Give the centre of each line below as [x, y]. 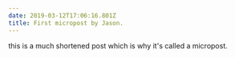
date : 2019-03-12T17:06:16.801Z [62, 15]
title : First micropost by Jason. [66, 23]
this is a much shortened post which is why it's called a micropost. [118, 45]
